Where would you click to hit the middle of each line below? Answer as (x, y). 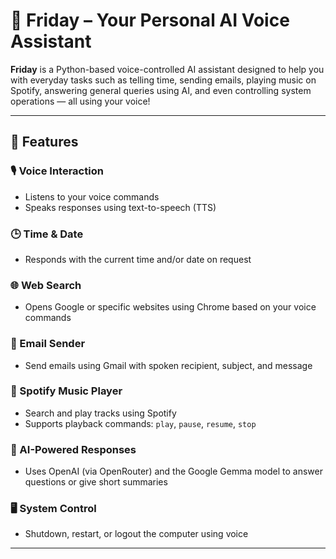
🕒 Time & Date (47, 234)
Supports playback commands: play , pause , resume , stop (140, 423)
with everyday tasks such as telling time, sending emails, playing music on (163, 80)
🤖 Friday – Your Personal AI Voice (150, 20)
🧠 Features (44, 142)
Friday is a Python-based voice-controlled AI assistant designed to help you (167, 69)
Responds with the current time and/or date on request (138, 259)
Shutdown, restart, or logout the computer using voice (136, 534)
